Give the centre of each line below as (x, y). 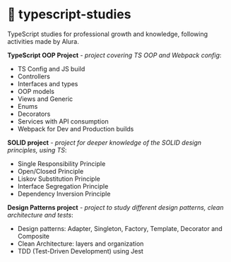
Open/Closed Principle (51, 171)
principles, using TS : (37, 150)
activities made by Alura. (43, 41)
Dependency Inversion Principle (64, 193)
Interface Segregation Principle (63, 186)
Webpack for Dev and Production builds (76, 129)
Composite (34, 236)
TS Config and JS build (51, 69)
